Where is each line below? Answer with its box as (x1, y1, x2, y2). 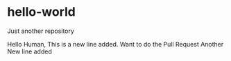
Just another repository (7, 27, 75, 35)
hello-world (7, 4, 76, 20)
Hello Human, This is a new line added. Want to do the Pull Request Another (7, 40, 224, 48)
